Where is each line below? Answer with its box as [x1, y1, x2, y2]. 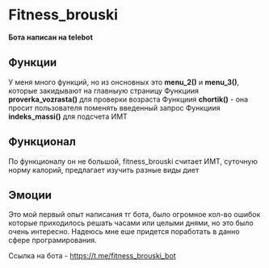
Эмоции [8, 188, 53, 202]
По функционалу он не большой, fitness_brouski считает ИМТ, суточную [8, 156, 258, 166]
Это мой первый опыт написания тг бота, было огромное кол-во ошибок [8, 210, 261, 220]
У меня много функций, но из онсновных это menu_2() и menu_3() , [8, 77, 240, 86]
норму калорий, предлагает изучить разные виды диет [8, 165, 200, 174]
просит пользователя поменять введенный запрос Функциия [8, 103, 221, 112]
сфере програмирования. [8, 236, 97, 245]
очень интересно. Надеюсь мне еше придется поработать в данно [8, 227, 240, 237]
